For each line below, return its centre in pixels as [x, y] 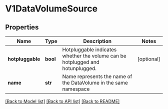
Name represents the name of [97, 76]
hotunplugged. [79, 68]
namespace [76, 89]
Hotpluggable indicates [89, 49]
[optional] [149, 59]
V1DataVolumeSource [51, 9]
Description [97, 41]
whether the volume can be [94, 56]
